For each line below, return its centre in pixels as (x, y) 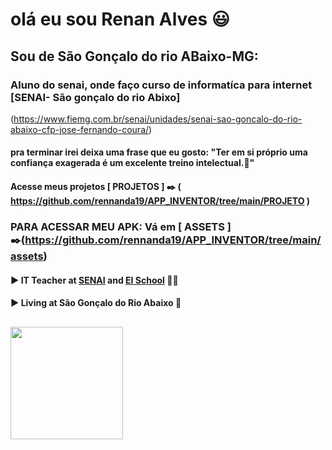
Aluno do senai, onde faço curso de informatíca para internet (161, 85)
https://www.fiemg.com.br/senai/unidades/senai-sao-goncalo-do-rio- (158, 119)
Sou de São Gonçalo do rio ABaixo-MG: (134, 56)
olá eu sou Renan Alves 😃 (120, 19)
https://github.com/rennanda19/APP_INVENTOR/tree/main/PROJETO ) (160, 201)
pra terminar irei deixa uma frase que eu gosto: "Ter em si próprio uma (159, 152)
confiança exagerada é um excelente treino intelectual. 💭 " (132, 163)
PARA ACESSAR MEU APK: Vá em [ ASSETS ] (121, 226)
